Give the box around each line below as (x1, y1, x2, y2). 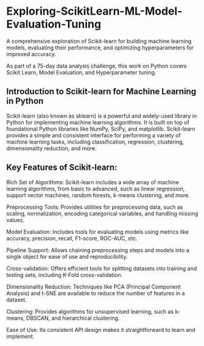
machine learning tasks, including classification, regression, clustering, (6, 138, 185, 145)
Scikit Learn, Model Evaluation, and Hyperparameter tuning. (6, 68, 157, 76)
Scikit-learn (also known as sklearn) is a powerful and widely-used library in (6, 112, 197, 120)
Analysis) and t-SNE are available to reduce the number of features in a (6, 289, 185, 297)
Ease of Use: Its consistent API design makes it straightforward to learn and (6, 326, 196, 333)
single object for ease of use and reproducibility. (6, 253, 128, 260)
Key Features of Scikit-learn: (6, 162, 118, 173)
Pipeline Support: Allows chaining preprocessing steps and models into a (6, 246, 190, 254)
